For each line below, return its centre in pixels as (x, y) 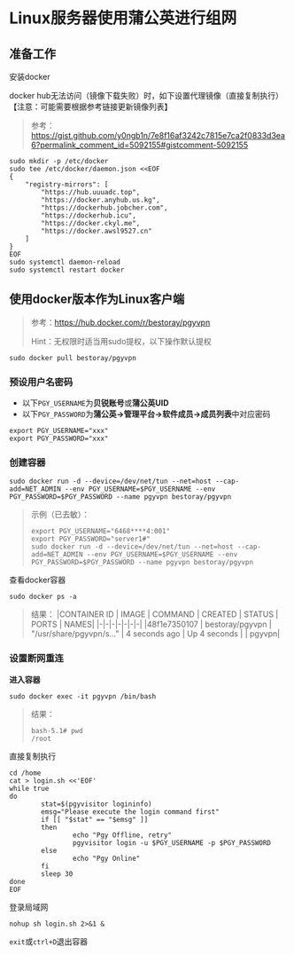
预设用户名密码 (41, 382)
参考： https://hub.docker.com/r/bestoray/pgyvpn (120, 322)
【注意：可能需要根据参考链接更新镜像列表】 (91, 107)
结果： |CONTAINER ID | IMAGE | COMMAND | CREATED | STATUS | (155, 614)
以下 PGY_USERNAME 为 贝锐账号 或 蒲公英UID (95, 403)
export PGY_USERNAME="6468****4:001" (101, 532)
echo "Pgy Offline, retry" (122, 835)
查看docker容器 (38, 580)
